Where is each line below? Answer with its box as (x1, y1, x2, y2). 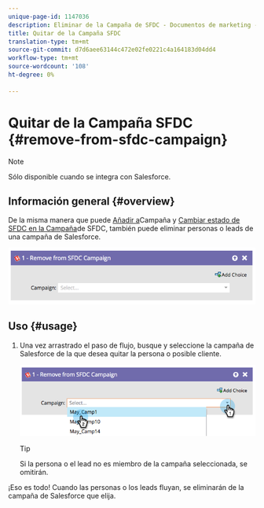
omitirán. (19, 467, 49, 477)
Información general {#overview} (8, 194, 175, 208)
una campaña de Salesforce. (8, 232, 101, 241)
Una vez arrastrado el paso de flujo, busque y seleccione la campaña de (19, 341, 255, 350)
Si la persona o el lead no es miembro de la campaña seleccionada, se (19, 458, 247, 468)
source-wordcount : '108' (8, 63, 90, 71)
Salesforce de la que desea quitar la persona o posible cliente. (19, 348, 222, 358)
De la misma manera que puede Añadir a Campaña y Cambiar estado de (8, 215, 240, 225)
